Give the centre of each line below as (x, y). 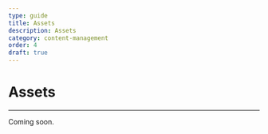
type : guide (28, 16)
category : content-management (59, 38)
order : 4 (23, 45)
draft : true (28, 53)
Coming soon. (31, 121)
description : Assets (43, 30)
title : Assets (32, 23)
